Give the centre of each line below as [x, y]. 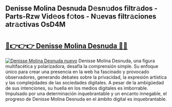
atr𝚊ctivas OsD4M [35, 24]
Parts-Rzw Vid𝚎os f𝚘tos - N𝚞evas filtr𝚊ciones [81, 17]
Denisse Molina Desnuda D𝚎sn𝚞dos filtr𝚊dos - [81, 8]
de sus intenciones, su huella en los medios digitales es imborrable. [77, 88]
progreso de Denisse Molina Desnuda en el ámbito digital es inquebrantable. [86, 99]
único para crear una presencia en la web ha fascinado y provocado [78, 72]
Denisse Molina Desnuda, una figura [117, 61]
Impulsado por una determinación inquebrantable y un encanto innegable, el [86, 94]
